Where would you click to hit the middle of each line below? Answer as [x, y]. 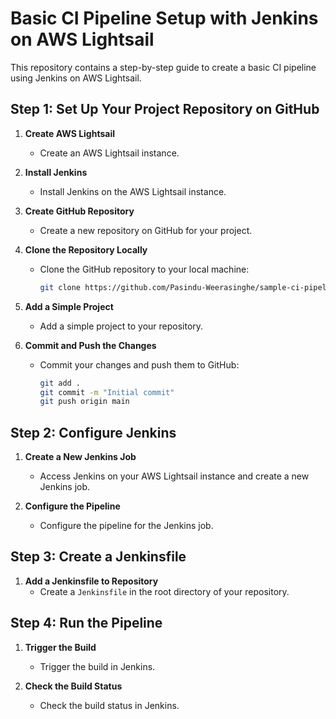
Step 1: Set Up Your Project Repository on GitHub [165, 109]
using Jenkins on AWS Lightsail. [76, 78]
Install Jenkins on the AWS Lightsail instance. [133, 191]
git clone [60, 287]
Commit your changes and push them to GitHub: [139, 364]
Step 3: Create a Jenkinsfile [98, 557]
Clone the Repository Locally [86, 249]
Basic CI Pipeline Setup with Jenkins [164, 18]
